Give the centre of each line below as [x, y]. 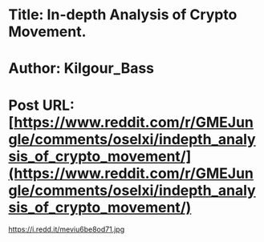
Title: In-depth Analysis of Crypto [123, 15]
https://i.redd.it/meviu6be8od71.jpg [67, 229]
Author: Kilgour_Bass [81, 69]
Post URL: [41, 105]
